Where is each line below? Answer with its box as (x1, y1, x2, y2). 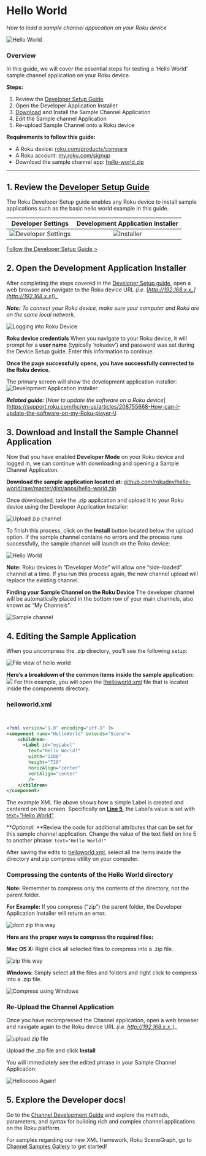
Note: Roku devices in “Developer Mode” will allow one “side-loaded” (6, 563, 182, 571)
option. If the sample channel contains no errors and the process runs (6, 533, 183, 541)
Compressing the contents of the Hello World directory (6, 871, 174, 879)
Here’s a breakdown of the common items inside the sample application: (6, 671, 194, 679)
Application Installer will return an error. (6, 909, 106, 917)
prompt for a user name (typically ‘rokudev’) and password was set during (6, 341, 195, 349)
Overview (6, 51, 36, 60)
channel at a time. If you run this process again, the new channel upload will (6, 570, 198, 577)
